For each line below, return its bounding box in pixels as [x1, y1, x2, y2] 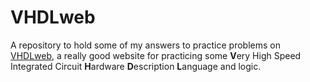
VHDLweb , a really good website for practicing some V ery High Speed [10, 49, 302, 61]
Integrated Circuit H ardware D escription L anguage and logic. [10, 60, 262, 72]
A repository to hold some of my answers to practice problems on [10, 39, 281, 51]
